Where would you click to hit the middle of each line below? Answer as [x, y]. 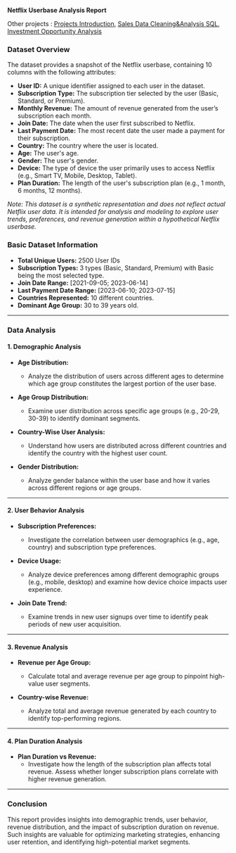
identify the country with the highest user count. [98, 453]
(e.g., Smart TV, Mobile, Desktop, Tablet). [77, 176]
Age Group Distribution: [53, 397]
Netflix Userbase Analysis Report [57, 10]
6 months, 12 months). [50, 191]
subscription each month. [54, 116]
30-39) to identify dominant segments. [84, 418]
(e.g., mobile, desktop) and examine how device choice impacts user [127, 582]
